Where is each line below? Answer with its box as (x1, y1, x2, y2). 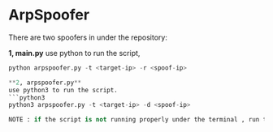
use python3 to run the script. (8, 86, 118, 94)
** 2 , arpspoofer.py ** (8, 79, 82, 87)
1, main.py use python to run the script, (8, 48, 141, 57)
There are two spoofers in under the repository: (8, 32, 168, 42)
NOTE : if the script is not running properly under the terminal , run (8, 116, 260, 124)
